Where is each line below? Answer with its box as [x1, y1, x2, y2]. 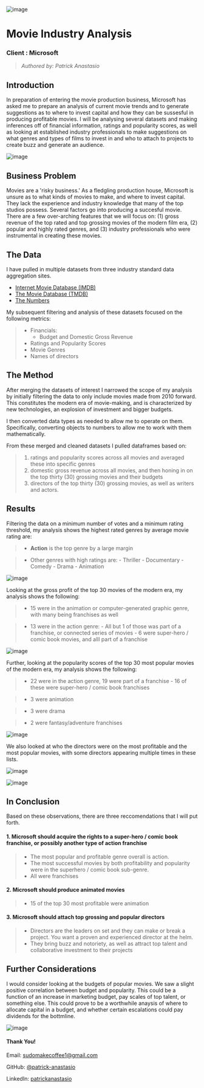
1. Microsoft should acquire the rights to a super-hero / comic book [6, 832, 178, 840]
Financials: [30, 327, 58, 334]
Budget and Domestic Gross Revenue [39, 333, 134, 340]
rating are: [6, 532, 32, 540]
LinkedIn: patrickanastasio [6, 1075, 72, 1082]
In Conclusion [6, 796, 59, 807]
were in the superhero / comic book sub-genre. [30, 866, 149, 873]
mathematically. [6, 430, 46, 437]
